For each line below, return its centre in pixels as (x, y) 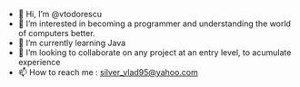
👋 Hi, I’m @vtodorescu (60, 14)
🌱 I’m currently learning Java (72, 43)
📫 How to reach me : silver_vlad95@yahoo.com (108, 72)
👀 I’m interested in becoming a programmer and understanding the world (154, 24)
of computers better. (56, 33)
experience (39, 62)
